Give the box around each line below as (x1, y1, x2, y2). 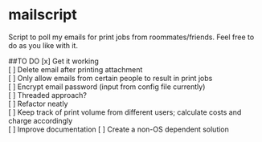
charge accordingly (8, 116, 73, 125)
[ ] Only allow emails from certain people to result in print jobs (8, 73, 213, 83)
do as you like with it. (8, 40, 79, 50)
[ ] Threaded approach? (8, 90, 87, 99)
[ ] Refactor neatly (8, 99, 68, 108)
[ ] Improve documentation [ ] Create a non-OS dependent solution (8, 124, 229, 134)
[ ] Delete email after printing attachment (8, 64, 143, 74)
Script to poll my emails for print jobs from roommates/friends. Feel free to (8, 32, 255, 42)
